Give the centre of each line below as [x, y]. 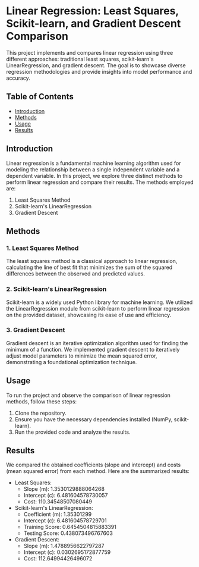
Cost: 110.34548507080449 [58, 502]
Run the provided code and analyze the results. [72, 432]
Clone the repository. [40, 413]
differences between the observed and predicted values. [76, 274]
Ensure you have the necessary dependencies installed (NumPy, [94, 419]
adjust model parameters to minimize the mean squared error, [82, 356]
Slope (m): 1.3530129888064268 [64, 489]
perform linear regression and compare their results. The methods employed [100, 182]
